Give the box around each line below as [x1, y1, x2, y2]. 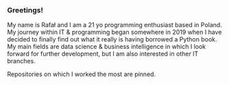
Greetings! [7, 5, 43, 15]
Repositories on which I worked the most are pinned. [7, 70, 156, 78]
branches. [7, 57, 36, 65]
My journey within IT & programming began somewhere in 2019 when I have [7, 28, 222, 36]
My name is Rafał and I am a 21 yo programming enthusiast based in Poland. [7, 21, 223, 29]
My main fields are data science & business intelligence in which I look [7, 43, 206, 51]
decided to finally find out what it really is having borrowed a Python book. [7, 35, 217, 44]
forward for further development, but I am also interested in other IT [7, 50, 199, 58]
